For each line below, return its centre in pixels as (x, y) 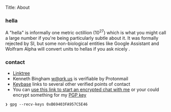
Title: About (18, 7)
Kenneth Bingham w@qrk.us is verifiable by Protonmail (70, 79)
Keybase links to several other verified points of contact (71, 84)
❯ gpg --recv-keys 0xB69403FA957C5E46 (46, 104)
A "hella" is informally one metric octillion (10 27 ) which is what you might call (86, 32)
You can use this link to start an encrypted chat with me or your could (86, 89)
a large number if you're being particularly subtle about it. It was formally (82, 38)
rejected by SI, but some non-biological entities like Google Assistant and (82, 43)
